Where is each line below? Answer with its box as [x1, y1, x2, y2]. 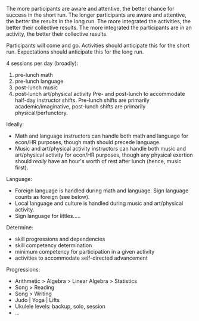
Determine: [6, 224, 34, 231]
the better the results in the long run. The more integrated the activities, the [6, 18, 191, 24]
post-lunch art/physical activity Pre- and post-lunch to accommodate [14, 91, 185, 97]
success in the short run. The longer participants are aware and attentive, [6, 11, 186, 18]
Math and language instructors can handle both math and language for [14, 132, 189, 139]
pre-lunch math [14, 71, 54, 78]
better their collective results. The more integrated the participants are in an [6, 24, 192, 31]
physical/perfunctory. [14, 110, 69, 116]
